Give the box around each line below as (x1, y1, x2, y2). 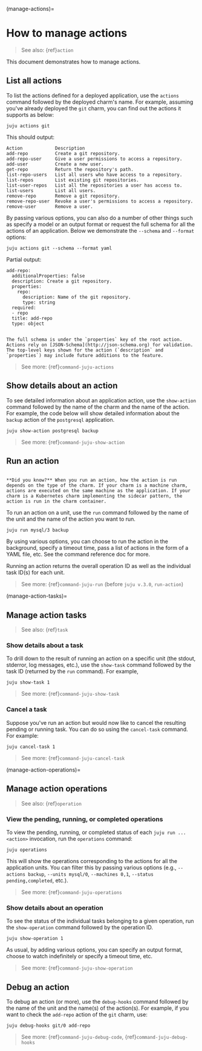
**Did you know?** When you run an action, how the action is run (6, 477, 177, 484)
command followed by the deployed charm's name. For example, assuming (6, 98, 194, 105)
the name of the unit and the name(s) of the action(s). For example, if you (6, 1004, 189, 1012)
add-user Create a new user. (6, 161, 104, 167)
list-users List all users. (6, 187, 96, 193)
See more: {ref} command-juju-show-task (21, 690, 120, 698)
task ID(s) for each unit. (6, 569, 65, 576)
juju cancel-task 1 (6, 744, 56, 750)
